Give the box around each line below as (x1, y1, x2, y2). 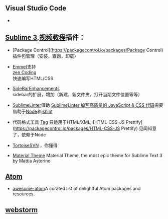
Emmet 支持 (12, 63, 36, 69)
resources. (12, 191, 35, 197)
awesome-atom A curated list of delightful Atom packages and (12, 186, 141, 192)
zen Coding (12, 69, 37, 75)
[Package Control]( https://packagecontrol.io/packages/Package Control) (12, 47, 163, 53)
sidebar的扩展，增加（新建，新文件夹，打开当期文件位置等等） (12, 91, 143, 97)
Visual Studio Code (5, 4, 67, 13)
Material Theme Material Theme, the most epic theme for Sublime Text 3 (12, 152, 162, 158)
